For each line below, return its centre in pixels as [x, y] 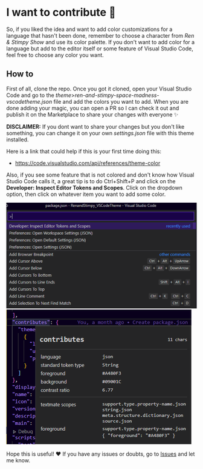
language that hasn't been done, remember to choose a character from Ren [100, 35]
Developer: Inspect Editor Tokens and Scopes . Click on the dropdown [94, 187]
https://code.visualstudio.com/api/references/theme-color [88, 163]
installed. [18, 140]
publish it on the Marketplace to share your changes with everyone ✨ [92, 114]
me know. [18, 460]
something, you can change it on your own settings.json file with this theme [100, 133]
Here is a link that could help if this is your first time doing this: [84, 151]
